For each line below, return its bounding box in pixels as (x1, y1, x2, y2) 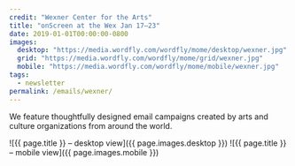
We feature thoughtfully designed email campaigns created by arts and (9, 111, 268, 122)
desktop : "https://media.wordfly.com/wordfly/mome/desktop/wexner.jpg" (17, 46, 288, 55)
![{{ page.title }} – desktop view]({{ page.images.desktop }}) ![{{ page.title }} (9, 138, 287, 148)
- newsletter (17, 79, 66, 87)
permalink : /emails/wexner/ (9, 87, 113, 95)
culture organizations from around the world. (9, 120, 173, 131)
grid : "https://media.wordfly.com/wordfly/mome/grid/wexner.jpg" (17, 54, 264, 63)
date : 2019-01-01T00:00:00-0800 (9, 29, 128, 38)
